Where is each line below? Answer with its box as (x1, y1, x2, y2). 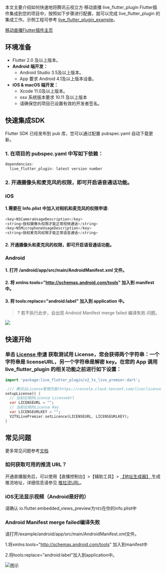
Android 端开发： (12, 63, 48, 69)
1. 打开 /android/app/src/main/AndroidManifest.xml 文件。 (5, 267, 127, 273)
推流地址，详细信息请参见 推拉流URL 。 (5, 479, 84, 485)
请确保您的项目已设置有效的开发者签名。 (19, 100, 102, 106)
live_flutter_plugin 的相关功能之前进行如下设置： (5, 366, 122, 373)
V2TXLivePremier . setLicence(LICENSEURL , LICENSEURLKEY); (9, 414, 129, 419)
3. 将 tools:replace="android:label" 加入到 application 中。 (5, 298, 127, 304)
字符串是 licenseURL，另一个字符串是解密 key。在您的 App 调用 (5, 358, 158, 365)
